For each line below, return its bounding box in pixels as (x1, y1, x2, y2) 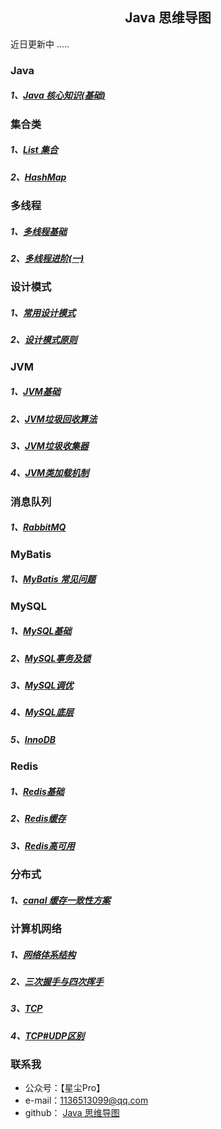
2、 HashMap (10, 171, 67, 183)
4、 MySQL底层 (10, 706, 74, 718)
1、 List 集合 (10, 144, 59, 156)
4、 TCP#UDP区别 (10, 1029, 85, 1042)
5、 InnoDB (10, 733, 57, 745)
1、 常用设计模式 (10, 306, 77, 318)
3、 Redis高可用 (10, 839, 75, 852)
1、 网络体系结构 (10, 948, 77, 960)
